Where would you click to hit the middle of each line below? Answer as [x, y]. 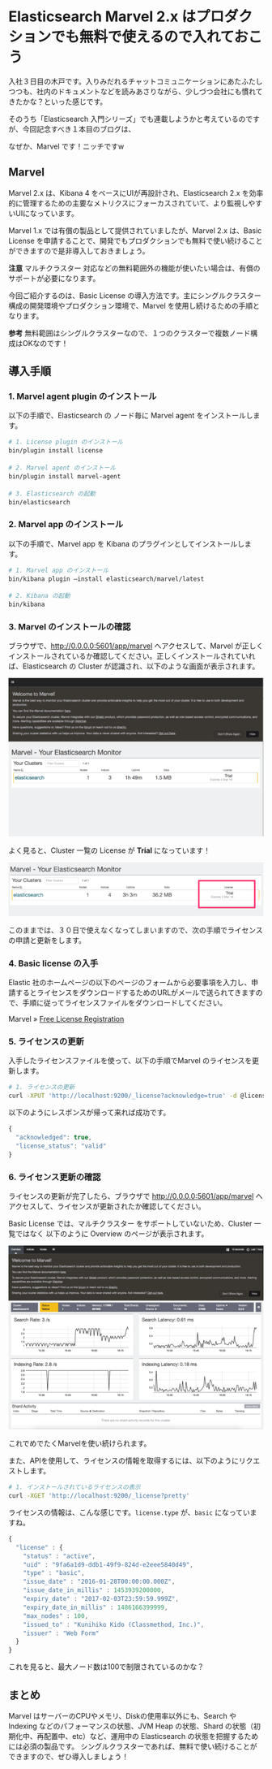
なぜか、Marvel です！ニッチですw [66, 146]
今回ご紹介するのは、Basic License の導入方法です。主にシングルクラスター [135, 295]
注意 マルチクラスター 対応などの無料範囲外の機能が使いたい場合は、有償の [134, 268]
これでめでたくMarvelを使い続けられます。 [80, 1443]
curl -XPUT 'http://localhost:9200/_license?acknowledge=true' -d [123, 1096]
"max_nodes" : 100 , [56, 1616]
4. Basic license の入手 [53, 963]
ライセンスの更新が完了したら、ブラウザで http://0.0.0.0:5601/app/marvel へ [136, 1196]
